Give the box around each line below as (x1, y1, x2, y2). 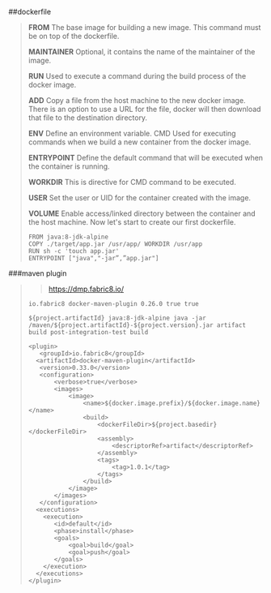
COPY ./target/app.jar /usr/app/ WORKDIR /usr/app (28, 240, 203, 248)
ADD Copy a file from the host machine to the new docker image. (28, 96, 246, 105)
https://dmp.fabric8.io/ (48, 284, 124, 294)
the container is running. (28, 161, 111, 171)
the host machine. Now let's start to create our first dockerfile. (28, 217, 236, 226)
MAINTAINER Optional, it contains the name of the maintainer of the (28, 47, 256, 56)
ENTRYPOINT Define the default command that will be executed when (28, 153, 264, 162)
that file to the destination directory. (28, 113, 148, 122)
